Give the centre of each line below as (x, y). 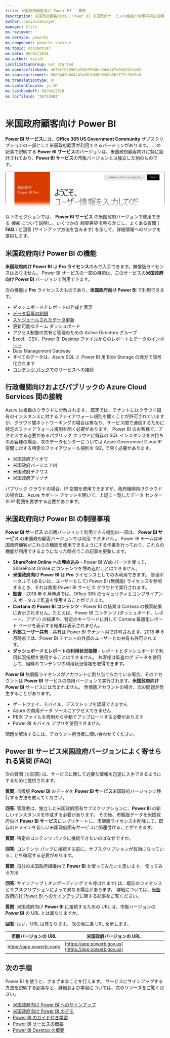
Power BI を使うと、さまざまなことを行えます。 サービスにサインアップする (84, 981)
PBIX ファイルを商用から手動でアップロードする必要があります (78, 717)
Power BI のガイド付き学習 (40, 1017)
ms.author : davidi (25, 59)
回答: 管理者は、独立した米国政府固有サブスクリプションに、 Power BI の (81, 808)
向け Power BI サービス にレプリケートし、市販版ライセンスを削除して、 (84, 821)
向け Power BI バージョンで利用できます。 (49, 279)
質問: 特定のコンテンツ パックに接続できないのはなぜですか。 (69, 838)
